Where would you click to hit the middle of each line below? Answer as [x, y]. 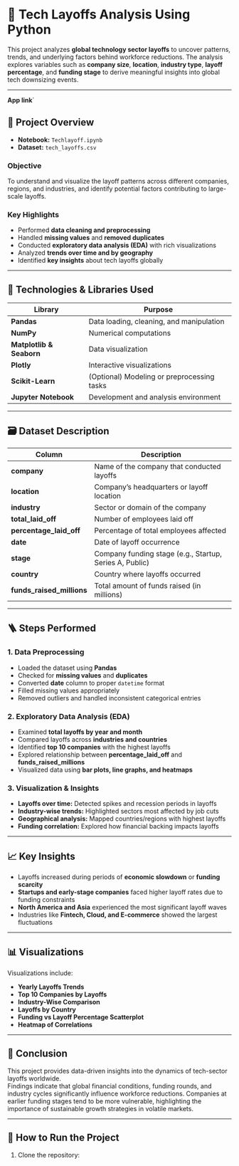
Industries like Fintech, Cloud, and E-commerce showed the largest [117, 915]
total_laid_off [34, 519]
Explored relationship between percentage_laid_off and [100, 755]
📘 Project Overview [51, 123]
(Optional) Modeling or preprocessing [152, 377]
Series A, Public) [122, 562]
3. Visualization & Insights [53, 788]
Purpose [158, 310]
